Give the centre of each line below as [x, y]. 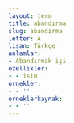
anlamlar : [25, 53]
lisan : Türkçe [32, 46]
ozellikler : [28, 69]
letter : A [25, 38]
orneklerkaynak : [35, 99]
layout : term [30, 16]
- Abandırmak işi [37, 61]
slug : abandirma [35, 31]
